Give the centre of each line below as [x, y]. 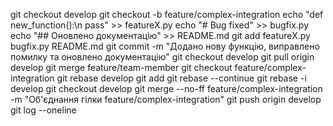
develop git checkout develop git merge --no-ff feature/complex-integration [166, 88]
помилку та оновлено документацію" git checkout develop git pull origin [162, 57]
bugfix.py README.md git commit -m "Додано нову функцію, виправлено [165, 46]
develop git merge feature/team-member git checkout [121, 67]
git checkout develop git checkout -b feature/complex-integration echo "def [167, 14]
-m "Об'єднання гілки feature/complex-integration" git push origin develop [166, 99]
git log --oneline [43, 110]
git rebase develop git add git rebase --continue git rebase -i [181, 78]
